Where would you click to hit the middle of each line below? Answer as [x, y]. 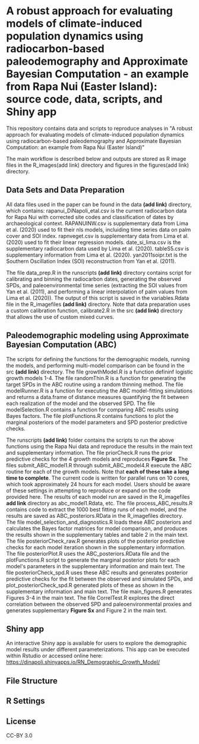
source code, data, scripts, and [84, 99]
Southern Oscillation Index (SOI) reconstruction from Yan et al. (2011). [91, 261]
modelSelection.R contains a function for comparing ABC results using [92, 409]
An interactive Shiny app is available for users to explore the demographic [97, 643]
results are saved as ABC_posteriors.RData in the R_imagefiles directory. [95, 515]
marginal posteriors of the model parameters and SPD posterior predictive [97, 422]
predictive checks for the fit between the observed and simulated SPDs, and [99, 579]
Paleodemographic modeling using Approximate [97, 336]
